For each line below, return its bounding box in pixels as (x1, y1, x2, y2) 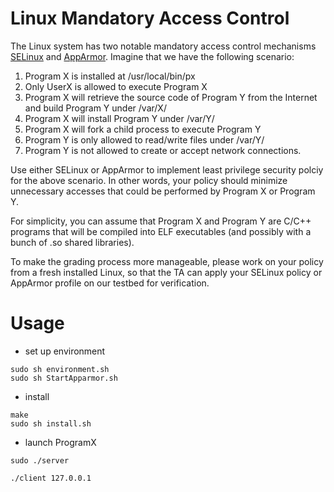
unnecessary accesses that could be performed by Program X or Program (10, 185, 316, 197)
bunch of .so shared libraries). (10, 236, 135, 248)
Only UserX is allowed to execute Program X (24, 80, 208, 92)
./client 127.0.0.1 (10, 473, 92, 483)
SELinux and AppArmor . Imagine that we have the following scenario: (10, 50, 295, 62)
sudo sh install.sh (10, 418, 92, 429)
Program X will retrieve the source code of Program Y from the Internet (24, 91, 318, 103)
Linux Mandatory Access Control (10, 7, 290, 30)
